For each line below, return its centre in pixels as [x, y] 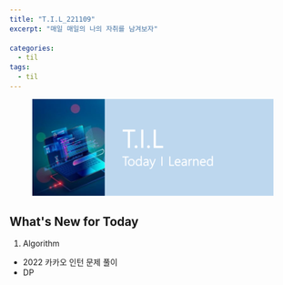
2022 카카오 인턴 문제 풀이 [70, 262]
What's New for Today [74, 222]
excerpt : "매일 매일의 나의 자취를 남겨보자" [84, 29]
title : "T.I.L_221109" [52, 19]
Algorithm [41, 244]
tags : [20, 67]
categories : [32, 48]
